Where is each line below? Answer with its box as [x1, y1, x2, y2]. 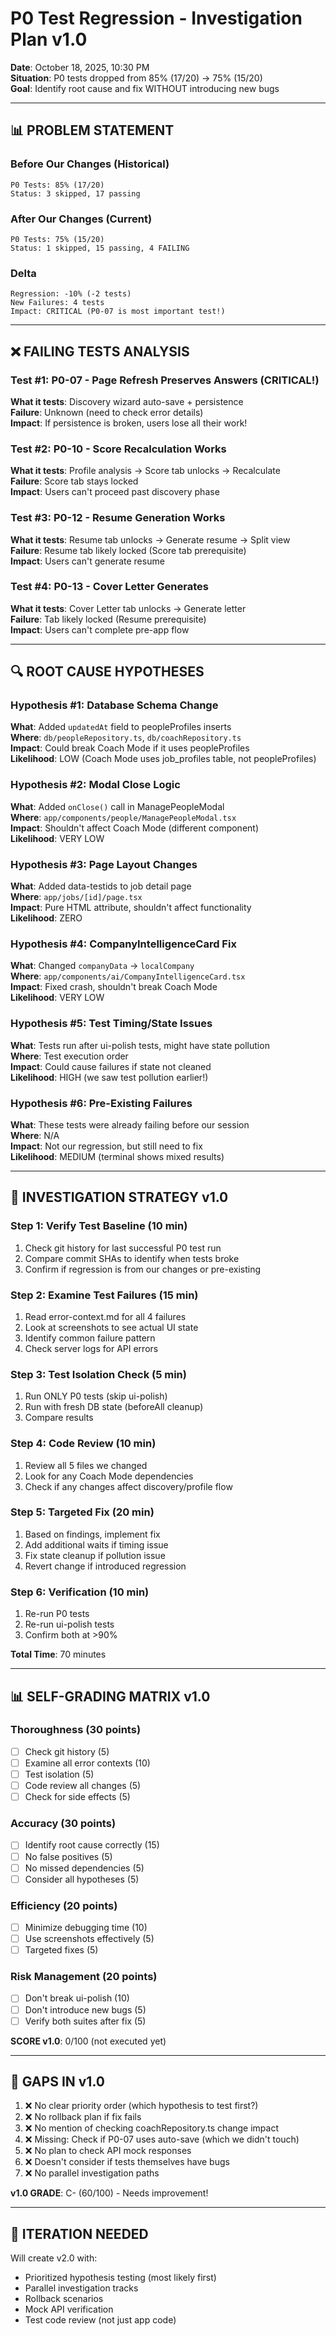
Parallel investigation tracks [24, 2282, 139, 2294]
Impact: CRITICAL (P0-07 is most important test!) [10, 307, 226, 317]
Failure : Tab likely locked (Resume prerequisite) [10, 613, 207, 625]
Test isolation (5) [24, 1768, 95, 1780]
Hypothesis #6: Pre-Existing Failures [10, 1096, 193, 1110]
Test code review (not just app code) [24, 2314, 177, 2326]
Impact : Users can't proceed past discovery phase [10, 486, 220, 498]
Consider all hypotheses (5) [24, 1873, 140, 1885]
